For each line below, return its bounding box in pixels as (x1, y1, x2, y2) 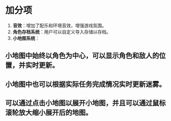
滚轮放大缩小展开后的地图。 (5, 108, 93, 117)
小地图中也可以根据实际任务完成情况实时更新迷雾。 (5, 80, 166, 88)
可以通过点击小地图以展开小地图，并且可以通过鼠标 (5, 99, 166, 107)
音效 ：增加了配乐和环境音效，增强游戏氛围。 (12, 22, 107, 28)
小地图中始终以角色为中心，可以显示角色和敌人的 (5, 51, 159, 60)
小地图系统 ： (12, 35, 40, 41)
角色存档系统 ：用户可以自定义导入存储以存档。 (12, 28, 111, 35)
